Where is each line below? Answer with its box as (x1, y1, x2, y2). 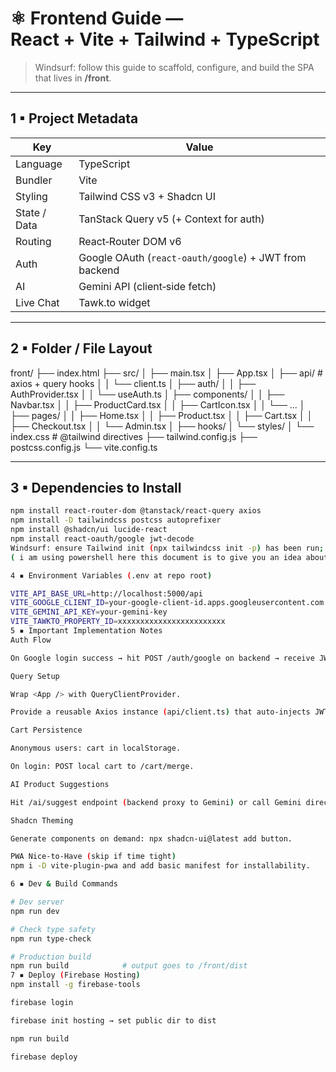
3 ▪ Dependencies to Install (10, 479, 182, 496)
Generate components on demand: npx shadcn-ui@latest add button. (10, 833, 293, 844)
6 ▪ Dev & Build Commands (10, 879, 118, 889)
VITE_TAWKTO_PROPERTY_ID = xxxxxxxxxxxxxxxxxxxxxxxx (10, 617, 226, 627)
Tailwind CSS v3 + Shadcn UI (78, 189, 217, 203)
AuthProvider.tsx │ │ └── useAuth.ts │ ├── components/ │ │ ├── (10, 388, 285, 400)
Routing (15, 234, 52, 248)
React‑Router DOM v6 (78, 234, 182, 248)
